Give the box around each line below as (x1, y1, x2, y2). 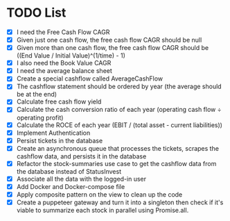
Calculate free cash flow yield (16, 97, 102, 106)
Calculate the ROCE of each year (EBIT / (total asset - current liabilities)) (16, 120, 223, 129)
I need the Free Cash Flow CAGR (16, 28, 110, 36)
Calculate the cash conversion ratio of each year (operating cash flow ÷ (16, 106, 222, 114)
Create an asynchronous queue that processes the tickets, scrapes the (16, 144, 220, 152)
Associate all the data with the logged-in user (16, 174, 147, 183)
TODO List (6, 5, 67, 21)
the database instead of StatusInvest (16, 167, 122, 175)
